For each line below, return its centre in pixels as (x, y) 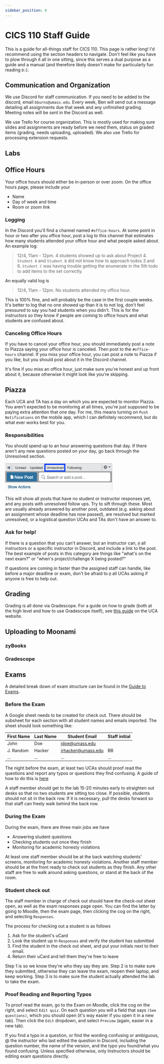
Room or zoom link (31, 207)
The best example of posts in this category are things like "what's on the (78, 553)
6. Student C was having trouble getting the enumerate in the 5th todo (87, 266)
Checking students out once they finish (52, 842)
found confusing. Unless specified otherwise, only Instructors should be (78, 1051)
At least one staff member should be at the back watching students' (73, 856)
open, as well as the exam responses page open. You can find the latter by (80, 906)
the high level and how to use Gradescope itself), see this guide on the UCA (82, 611)
